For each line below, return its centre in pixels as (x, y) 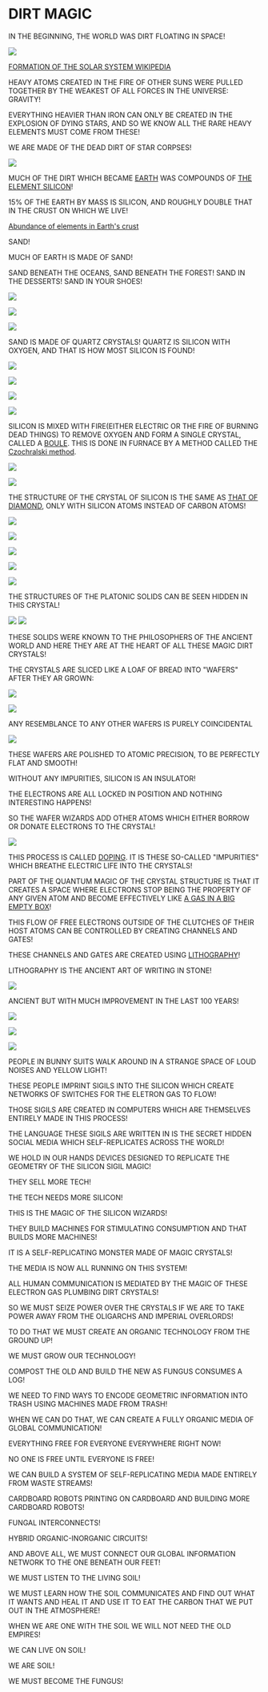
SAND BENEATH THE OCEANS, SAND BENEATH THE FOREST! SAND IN (127, 273)
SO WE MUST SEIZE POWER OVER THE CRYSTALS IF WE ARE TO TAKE (127, 1307)
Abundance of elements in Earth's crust (74, 226)
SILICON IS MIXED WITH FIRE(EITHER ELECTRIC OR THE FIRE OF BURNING (133, 426)
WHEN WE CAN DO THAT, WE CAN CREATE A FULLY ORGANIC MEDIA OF (131, 1419)
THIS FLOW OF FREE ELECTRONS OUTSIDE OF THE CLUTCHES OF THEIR (131, 922)
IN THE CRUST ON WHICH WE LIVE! (68, 210)
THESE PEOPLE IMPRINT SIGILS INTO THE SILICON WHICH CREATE (121, 1085)
